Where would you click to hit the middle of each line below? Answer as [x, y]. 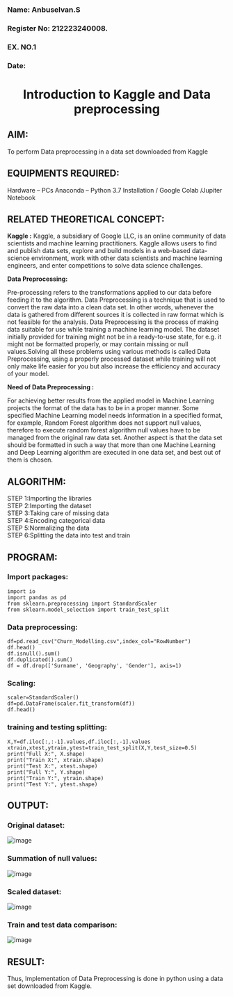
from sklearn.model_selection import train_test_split [88, 610]
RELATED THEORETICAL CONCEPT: [86, 219]
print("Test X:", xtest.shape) [53, 766]
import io [22, 591]
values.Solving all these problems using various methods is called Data [109, 352]
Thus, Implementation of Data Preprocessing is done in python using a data [115, 979]
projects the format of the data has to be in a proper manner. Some [103, 408]
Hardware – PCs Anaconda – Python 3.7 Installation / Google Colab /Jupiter [115, 190]
